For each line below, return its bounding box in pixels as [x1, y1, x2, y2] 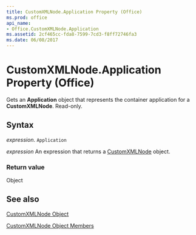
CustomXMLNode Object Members [6, 222, 94, 229]
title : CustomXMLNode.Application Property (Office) [6, 8, 143, 15]
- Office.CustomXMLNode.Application [6, 25, 99, 32]
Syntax [6, 120, 34, 130]
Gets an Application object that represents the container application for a [6, 96, 190, 103]
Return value [6, 163, 45, 171]
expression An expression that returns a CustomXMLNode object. [6, 148, 171, 155]
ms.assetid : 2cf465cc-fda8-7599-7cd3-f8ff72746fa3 [6, 31, 137, 38]
